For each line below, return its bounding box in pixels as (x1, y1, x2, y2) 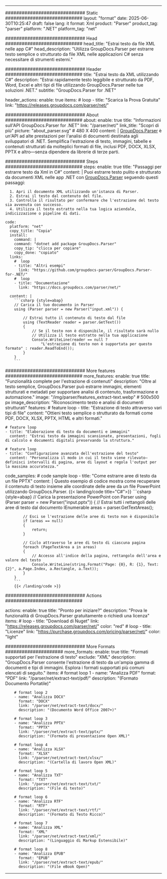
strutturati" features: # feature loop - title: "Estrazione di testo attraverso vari (5, 405, 162, 410)
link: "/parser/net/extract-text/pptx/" (18, 729, 103, 734)
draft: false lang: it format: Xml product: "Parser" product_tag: (32, 20, 159, 26)
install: (9, 233, 28, 238)
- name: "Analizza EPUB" (14, 851, 66, 856)
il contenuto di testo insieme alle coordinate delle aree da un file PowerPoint (5, 484, 161, 489)
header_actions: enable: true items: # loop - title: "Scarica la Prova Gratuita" (5, 97, 161, 102)
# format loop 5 (14, 769, 48, 774)
